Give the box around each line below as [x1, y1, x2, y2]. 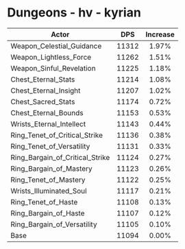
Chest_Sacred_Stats [10, 97, 75, 106]
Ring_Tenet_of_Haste [10, 197, 78, 206]
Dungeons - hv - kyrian [7, 5, 142, 21]
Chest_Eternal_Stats [10, 74, 75, 84]
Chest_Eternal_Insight [10, 86, 81, 95]
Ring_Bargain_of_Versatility [10, 220, 97, 229]
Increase [145, 29, 175, 39]
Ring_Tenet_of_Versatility [10, 141, 90, 151]
